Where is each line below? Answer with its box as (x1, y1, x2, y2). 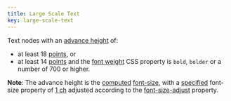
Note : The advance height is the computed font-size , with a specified (7, 78, 209, 86)
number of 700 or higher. (17, 65, 91, 73)
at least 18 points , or (17, 50, 77, 58)
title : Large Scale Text (7, 10, 80, 18)
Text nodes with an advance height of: (7, 36, 119, 44)
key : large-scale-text (7, 17, 74, 24)
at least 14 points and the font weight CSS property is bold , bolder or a (17, 57, 222, 65)
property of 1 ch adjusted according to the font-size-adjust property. (20, 86, 219, 94)
